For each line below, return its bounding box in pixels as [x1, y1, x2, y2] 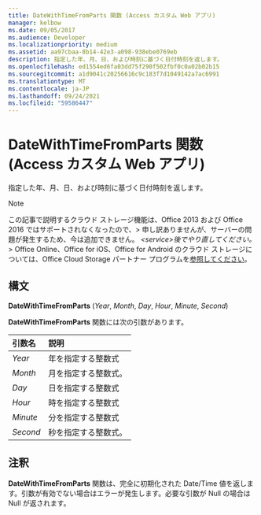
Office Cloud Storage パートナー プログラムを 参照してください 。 [42, 254, 252, 264]
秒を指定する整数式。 [48, 427, 127, 438]
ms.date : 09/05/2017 [8, 26, 76, 34]
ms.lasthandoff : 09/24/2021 [8, 92, 101, 100]
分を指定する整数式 [48, 412, 119, 423]
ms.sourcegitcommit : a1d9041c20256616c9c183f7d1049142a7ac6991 [8, 70, 220, 78]
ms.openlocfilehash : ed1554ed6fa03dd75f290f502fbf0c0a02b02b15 [8, 63, 220, 71]
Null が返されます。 [8, 498, 71, 508]
